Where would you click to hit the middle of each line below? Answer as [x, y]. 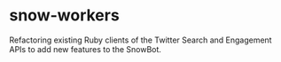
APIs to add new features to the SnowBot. [86, 49]
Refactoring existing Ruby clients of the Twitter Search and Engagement [140, 40]
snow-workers [64, 15]
